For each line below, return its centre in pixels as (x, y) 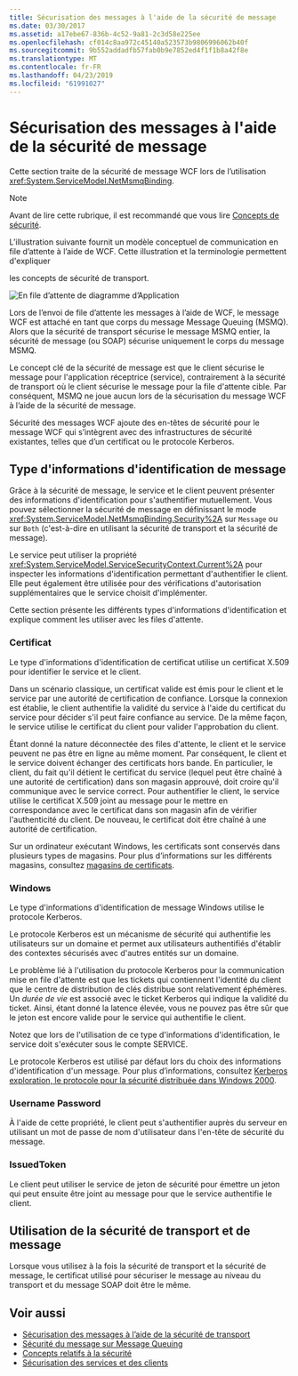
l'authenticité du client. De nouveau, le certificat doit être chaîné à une (138, 819)
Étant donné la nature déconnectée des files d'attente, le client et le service (148, 744)
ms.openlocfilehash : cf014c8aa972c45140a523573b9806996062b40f (129, 42)
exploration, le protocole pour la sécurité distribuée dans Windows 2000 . (143, 1080)
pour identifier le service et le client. (75, 672)
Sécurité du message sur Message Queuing (102, 1344)
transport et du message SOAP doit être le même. (100, 1285)
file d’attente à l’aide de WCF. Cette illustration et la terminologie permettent (148, 251)
